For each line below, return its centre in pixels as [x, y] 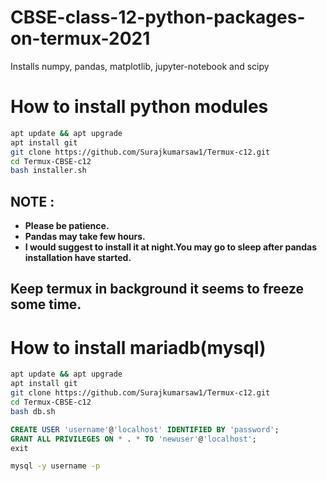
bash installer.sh [48, 171]
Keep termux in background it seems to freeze [157, 289]
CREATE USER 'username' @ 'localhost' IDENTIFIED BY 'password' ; [145, 429]
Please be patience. [67, 226]
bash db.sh [33, 411]
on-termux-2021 [80, 38]
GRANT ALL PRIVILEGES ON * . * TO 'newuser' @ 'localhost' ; [133, 439]
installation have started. [78, 258]
